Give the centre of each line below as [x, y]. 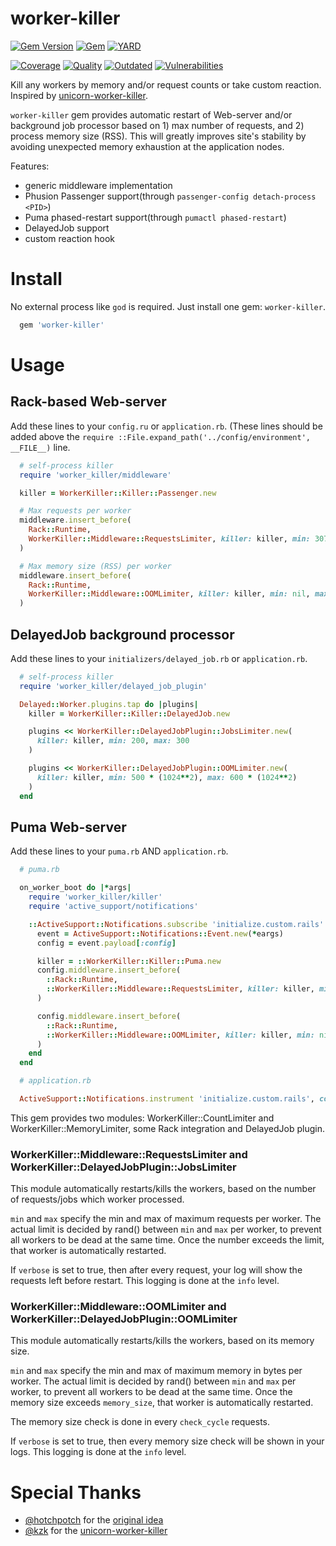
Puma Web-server [68, 827]
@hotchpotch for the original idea [94, 1520]
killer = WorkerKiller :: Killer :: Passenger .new [118, 493]
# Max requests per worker [75, 511]
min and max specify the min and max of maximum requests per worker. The [166, 1219]
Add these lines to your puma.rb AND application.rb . [119, 851]
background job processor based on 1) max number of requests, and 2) [157, 125]
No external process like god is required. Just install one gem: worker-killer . [168, 306]
